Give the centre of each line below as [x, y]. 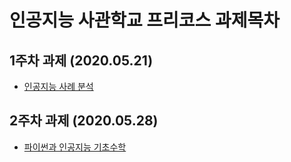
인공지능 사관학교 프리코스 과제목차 [145, 20]
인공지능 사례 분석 [58, 86]
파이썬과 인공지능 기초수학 [75, 147]
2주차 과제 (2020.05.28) [84, 121]
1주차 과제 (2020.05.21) [81, 60]
